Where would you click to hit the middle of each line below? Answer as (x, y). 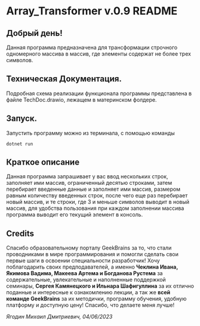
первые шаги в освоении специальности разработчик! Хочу (83, 261)
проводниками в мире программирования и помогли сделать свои (93, 254)
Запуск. (22, 119)
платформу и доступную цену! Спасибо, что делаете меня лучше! (90, 305)
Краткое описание (43, 162)
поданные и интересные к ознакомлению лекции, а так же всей (88, 293)
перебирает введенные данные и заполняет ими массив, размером (93, 189)
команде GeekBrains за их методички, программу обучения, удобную (96, 299)
